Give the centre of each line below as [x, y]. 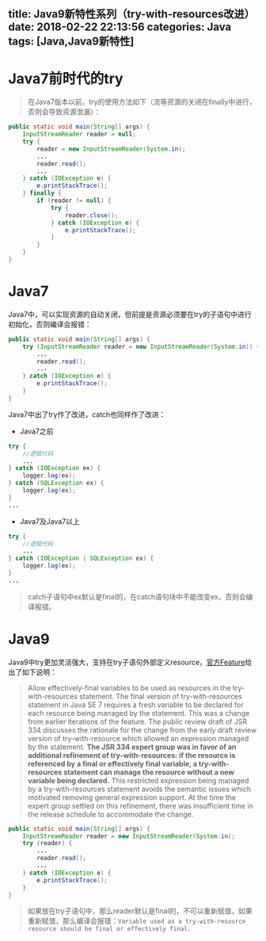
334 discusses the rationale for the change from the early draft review [142, 730]
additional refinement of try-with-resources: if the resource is [131, 755]
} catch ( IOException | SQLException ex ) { [81, 558]
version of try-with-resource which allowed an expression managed [138, 738]
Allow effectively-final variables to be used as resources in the [129, 687]
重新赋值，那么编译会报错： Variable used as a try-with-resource [137, 921]
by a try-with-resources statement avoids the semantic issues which [139, 789]
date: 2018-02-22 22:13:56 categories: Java [120, 27]
